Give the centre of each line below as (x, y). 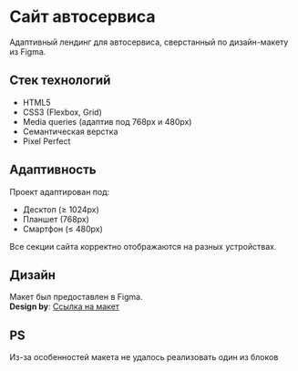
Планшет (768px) (56, 219)
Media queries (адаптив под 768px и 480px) (107, 121)
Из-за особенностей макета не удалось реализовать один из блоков (144, 357)
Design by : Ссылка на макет (65, 306)
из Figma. (28, 51)
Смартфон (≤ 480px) (62, 229)
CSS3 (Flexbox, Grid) (62, 112)
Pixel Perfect (46, 141)
